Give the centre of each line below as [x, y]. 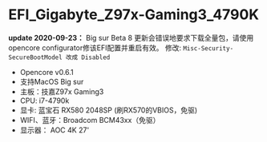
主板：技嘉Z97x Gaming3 [62, 91]
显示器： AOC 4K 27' [55, 130]
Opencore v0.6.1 [47, 72]
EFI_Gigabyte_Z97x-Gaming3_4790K [133, 15]
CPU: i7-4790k [44, 101]
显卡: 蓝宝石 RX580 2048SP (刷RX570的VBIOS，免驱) [109, 110]
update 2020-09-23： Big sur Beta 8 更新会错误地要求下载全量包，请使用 [131, 37]
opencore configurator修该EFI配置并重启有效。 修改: [95, 47]
